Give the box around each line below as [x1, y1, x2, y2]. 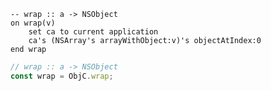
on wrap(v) [10, 18, 56, 28]
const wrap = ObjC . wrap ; [10, 71, 114, 81]
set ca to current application [28, 27, 159, 37]
